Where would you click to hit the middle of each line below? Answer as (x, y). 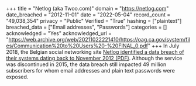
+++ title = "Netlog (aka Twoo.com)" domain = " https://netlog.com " (87, 8)
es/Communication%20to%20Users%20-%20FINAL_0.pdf (77, 46)
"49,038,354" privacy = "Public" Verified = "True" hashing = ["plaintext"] (94, 21)
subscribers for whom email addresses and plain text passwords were (91, 70)
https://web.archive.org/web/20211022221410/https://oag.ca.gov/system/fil (99, 39)
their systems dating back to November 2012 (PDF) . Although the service (94, 58)
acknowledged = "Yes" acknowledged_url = (59, 33)
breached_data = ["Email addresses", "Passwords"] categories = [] (87, 27)
